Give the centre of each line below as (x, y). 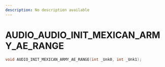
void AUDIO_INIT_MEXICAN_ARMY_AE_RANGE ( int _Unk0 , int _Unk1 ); (74, 59)
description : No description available (47, 10)
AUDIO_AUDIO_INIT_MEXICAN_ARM (83, 35)
